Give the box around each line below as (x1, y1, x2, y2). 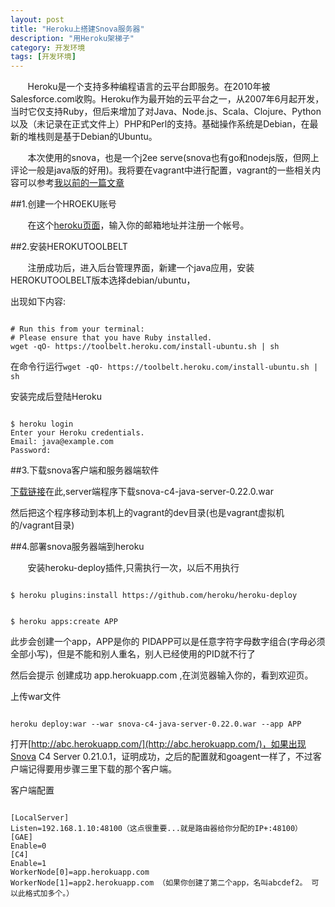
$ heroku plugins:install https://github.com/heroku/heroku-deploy (10, 591, 298, 601)
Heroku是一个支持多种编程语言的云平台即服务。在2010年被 (27, 81, 271, 93)
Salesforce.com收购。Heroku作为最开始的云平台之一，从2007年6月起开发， (10, 93, 325, 105)
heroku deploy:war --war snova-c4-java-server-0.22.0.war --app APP (10, 719, 302, 730)
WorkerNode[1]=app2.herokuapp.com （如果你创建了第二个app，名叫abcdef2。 (10, 878, 308, 888)
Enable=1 (10, 859, 47, 869)
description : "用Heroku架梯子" (10, 33, 135, 43)
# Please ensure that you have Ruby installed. (10, 333, 213, 343)
